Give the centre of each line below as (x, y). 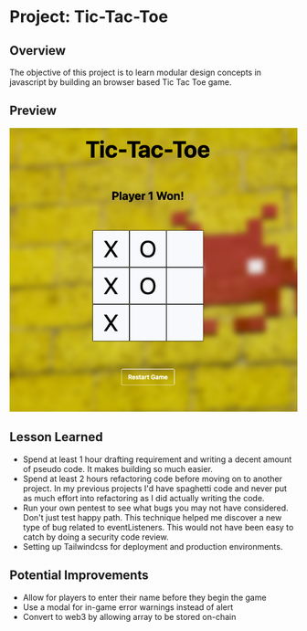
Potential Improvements (79, 576)
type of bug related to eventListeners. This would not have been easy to (158, 527)
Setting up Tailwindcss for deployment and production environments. (153, 546)
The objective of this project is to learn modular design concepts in (136, 72)
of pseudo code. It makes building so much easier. (117, 468)
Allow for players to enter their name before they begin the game (144, 597)
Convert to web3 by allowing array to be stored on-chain (129, 616)
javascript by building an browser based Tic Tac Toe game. (121, 82)
